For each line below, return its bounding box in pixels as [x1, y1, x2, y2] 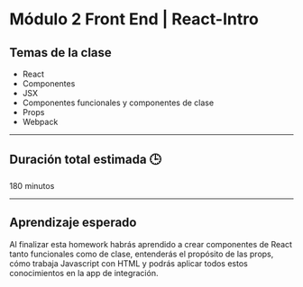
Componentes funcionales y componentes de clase [22, 97, 215, 108]
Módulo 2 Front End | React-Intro [9, 9, 259, 30]
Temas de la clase [9, 45, 113, 60]
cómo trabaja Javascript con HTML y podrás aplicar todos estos [9, 257, 248, 269]
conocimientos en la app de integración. [9, 267, 159, 278]
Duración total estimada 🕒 [9, 152, 162, 167]
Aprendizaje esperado [9, 215, 137, 230]
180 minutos [9, 180, 55, 191]
